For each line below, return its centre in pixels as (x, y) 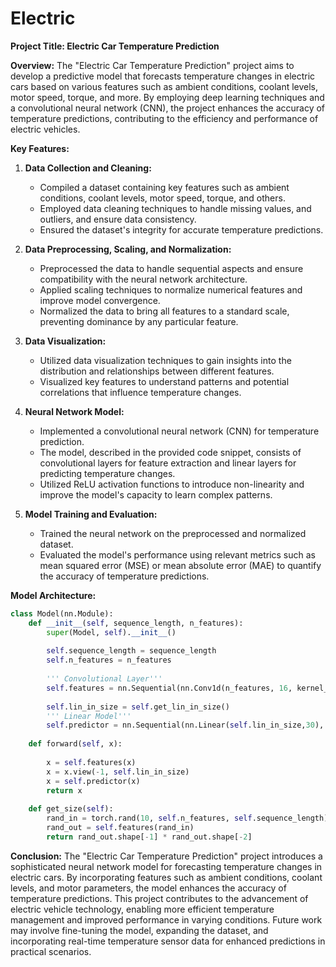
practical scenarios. (51, 951)
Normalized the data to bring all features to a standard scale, (164, 311)
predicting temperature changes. (107, 473)
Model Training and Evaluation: (91, 514)
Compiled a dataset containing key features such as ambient (164, 187)
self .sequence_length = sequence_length (131, 651)
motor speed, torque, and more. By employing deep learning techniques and (167, 97)
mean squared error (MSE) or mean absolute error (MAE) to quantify (180, 565)
